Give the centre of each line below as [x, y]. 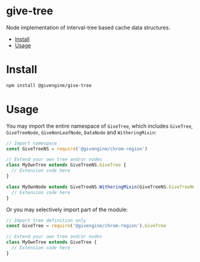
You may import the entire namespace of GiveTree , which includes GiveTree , [100, 126]
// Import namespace [32, 143]
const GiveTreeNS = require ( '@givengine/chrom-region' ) [77, 149]
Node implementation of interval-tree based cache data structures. [88, 27]
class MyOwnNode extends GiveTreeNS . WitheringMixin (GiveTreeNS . [87, 187]
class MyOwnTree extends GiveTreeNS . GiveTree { [66, 165]
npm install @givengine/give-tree [49, 85]
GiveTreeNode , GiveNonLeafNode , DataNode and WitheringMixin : [81, 132]
